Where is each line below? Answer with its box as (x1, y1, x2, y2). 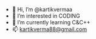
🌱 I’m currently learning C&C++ (12, 19, 91, 26)
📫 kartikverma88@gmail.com (12, 26, 87, 33)
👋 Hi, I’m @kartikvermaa (12, 6, 73, 13)
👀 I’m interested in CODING (12, 12, 80, 19)
